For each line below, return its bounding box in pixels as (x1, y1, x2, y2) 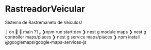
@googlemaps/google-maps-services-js (5, 39, 86, 45)
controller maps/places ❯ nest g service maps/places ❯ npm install (5, 34, 140, 40)
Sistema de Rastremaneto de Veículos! (5, 19, 83, 25)
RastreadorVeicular (5, 3, 85, 15)
